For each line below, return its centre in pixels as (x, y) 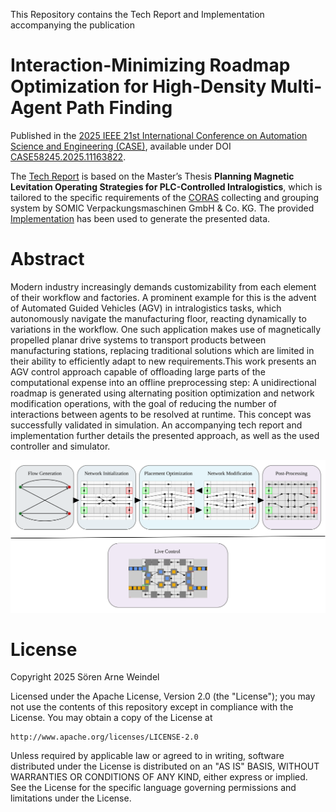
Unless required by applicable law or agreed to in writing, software (147, 756)
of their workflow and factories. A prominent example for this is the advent (163, 297)
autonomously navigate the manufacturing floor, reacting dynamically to (158, 318)
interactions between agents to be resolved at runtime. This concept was (161, 414)
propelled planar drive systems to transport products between (138, 340)
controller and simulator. (60, 446)
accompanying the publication (73, 25)
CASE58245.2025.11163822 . (68, 156)
